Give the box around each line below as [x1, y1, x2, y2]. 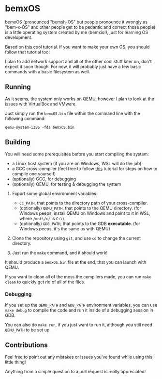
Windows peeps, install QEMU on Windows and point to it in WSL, [19, 210, 151, 216]
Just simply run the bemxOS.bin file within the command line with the [5, 110, 141, 116]
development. [5, 34, 32, 40]
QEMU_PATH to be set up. [5, 327, 51, 333]
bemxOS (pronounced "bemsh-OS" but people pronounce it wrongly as [5, 19, 148, 25]
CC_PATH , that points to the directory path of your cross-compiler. [19, 200, 148, 206]
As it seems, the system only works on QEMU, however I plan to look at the [5, 96, 155, 102]
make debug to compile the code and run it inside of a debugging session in [5, 307, 154, 313]
